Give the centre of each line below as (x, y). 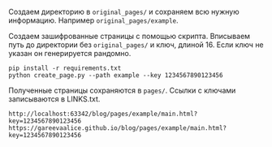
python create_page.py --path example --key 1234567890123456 (116, 76)
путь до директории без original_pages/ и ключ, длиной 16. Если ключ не (136, 45)
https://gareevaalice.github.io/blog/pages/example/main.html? (118, 128)
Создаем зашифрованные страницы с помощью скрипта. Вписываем (129, 36)
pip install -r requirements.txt (65, 68)
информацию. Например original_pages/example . (93, 20)
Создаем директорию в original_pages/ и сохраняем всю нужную (124, 12)
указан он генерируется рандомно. (70, 53)
